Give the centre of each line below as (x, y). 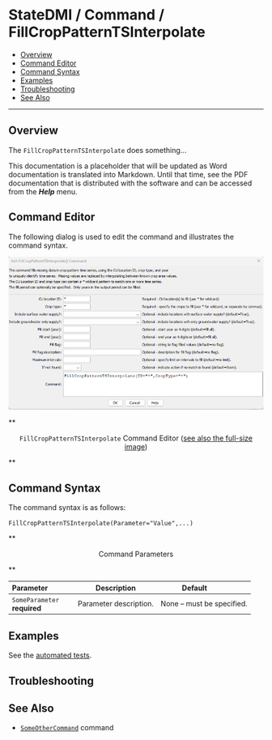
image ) (136, 447)
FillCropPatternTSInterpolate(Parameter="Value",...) (101, 524)
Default (195, 588)
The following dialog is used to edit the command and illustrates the (121, 236)
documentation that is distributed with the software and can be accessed (130, 183)
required (27, 608)
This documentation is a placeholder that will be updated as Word (118, 166)
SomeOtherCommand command (67, 728)
